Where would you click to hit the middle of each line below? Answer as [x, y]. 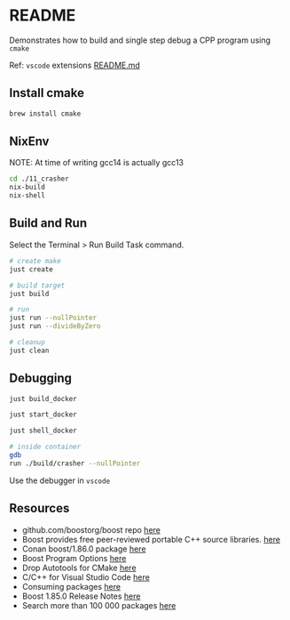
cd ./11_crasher [39, 179]
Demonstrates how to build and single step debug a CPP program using [140, 40]
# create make [35, 261]
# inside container [45, 447]
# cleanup [27, 342]
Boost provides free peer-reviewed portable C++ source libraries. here [151, 539]
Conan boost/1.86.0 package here [84, 549]
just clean [29, 350]
